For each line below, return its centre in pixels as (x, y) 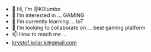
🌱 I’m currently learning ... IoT (48, 21)
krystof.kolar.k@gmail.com (44, 43)
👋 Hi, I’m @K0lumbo (36, 9)
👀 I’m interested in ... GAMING (48, 15)
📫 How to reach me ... (39, 34)
